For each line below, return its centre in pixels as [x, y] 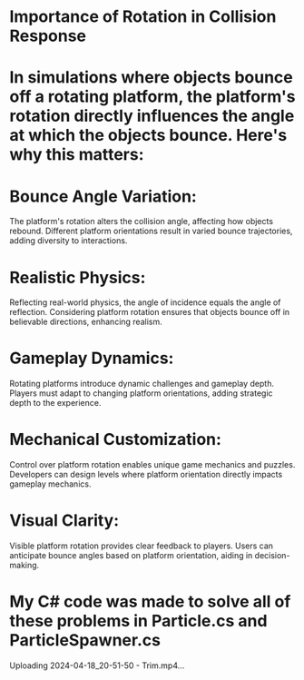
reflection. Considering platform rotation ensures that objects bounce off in [150, 312]
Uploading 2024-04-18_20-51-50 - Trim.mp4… [97, 665]
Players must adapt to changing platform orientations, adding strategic [142, 393]
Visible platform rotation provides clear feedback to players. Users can [142, 546]
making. [25, 566]
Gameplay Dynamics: [92, 358]
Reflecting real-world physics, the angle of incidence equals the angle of [145, 302]
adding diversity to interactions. [69, 241]
